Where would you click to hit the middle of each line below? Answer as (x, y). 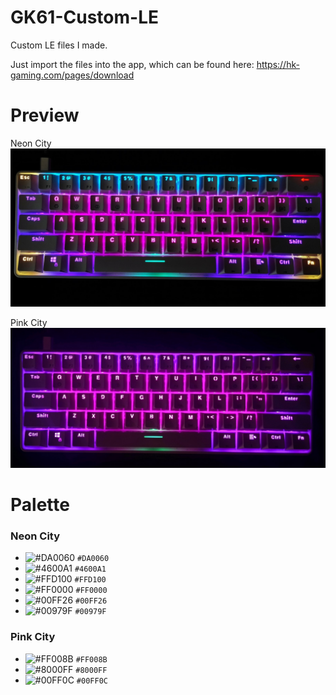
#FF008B (91, 659)
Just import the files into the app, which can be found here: (132, 64)
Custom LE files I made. (59, 45)
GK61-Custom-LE (84, 17)
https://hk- (278, 64)
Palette (40, 504)
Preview (45, 115)
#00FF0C (92, 681)
